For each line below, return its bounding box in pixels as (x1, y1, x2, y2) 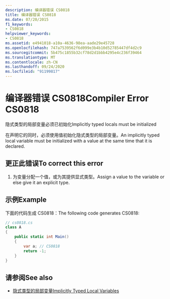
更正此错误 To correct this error (5, 159, 104, 168)
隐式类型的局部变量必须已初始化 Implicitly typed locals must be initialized (5, 121, 157, 127)
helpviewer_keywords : (5, 31, 51, 36)
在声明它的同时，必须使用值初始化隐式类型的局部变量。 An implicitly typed (5, 132, 160, 138)
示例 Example (5, 196, 47, 204)
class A (5, 225, 22, 230)
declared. (5, 143, 25, 149)
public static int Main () (14, 234, 70, 239)
